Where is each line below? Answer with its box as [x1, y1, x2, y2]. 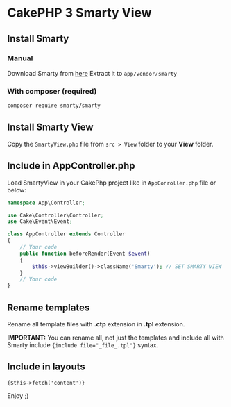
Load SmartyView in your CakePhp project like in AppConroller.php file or [7, 178, 216, 187]
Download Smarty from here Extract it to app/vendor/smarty [7, 69, 177, 77]
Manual [7, 53, 33, 63]
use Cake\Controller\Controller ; [7, 212, 104, 219]
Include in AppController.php [7, 160, 135, 172]
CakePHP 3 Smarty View [7, 5, 152, 21]
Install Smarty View [7, 122, 94, 133]
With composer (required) [7, 86, 97, 96]
